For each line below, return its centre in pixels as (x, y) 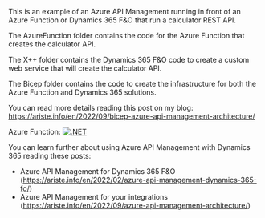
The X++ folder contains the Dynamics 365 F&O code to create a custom (129, 60)
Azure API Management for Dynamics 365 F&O (98, 171)
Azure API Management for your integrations (94, 197)
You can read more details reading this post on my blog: (101, 108)
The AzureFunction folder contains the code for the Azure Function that (126, 36)
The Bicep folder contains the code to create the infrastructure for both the (132, 84)
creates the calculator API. (52, 44)
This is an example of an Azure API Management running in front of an (124, 12)
